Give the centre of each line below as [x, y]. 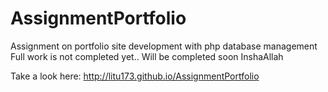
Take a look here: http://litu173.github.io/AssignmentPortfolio [135, 76]
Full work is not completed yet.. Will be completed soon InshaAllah [147, 56]
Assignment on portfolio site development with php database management [164, 46]
